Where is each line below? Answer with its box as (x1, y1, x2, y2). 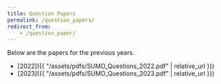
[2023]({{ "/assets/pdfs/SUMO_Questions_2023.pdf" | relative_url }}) (17, 69, 215, 78)
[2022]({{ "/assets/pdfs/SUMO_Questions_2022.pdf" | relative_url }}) (17, 62, 215, 70)
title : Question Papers (7, 10, 76, 17)
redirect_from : (7, 23, 51, 30)
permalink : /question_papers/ (7, 17, 95, 24)
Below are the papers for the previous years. (7, 49, 135, 57)
